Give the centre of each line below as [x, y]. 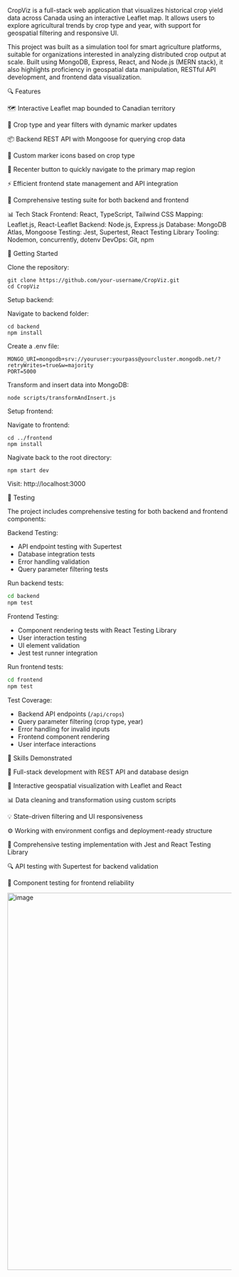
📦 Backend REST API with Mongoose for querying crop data [96, 139]
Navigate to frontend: [38, 425]
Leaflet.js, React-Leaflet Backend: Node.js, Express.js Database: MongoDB [117, 224]
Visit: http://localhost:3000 [47, 484]
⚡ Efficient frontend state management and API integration [93, 183]
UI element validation [49, 645]
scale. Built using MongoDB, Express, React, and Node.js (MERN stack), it [115, 62]
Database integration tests [56, 554]
